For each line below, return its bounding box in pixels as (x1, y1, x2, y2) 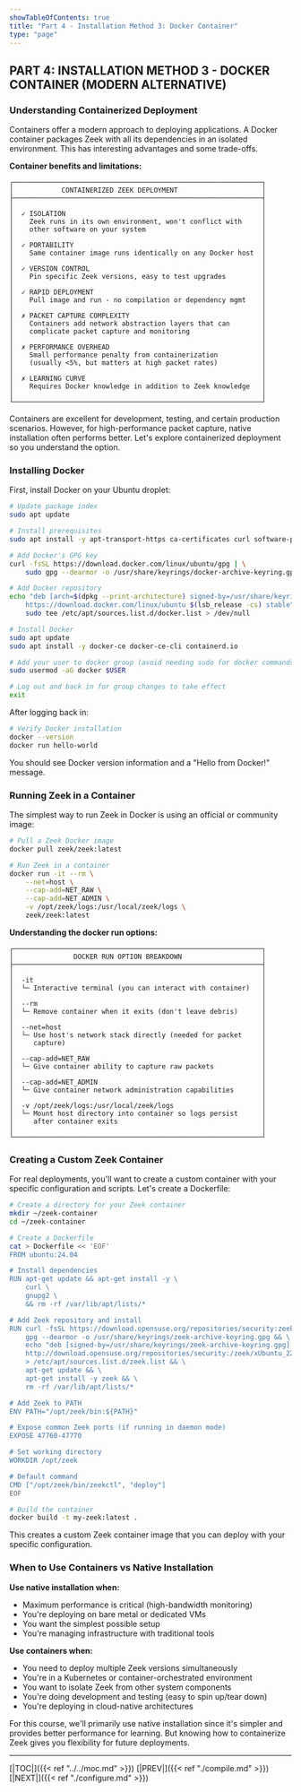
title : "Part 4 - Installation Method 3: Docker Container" (9, 22, 239, 30)
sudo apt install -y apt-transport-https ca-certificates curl (9, 534, 251, 543)
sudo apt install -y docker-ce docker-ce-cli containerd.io (9, 642, 239, 651)
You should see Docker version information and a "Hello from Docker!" (9, 757, 271, 767)
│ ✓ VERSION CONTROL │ (9, 264, 267, 273)
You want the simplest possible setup (21, 1618, 161, 1629)
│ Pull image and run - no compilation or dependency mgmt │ (9, 296, 267, 305)
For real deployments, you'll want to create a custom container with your (9, 1173, 277, 1184)
